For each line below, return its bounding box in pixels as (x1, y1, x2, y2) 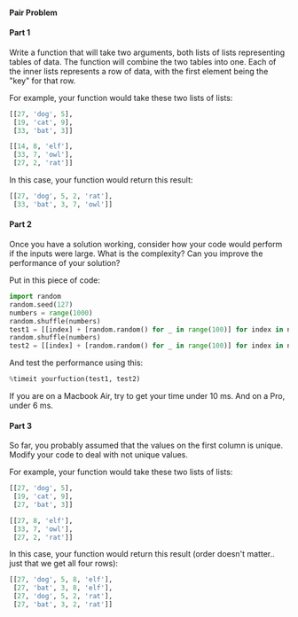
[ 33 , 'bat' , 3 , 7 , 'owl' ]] (12, 199, 114, 208)
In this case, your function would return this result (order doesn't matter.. (9, 549, 275, 559)
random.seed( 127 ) (9, 300, 74, 309)
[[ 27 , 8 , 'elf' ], (9, 516, 74, 525)
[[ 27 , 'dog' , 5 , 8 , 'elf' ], (9, 575, 114, 584)
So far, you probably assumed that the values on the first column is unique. (9, 440, 284, 451)
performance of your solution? (9, 258, 121, 268)
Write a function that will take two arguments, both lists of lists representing (9, 47, 286, 58)
